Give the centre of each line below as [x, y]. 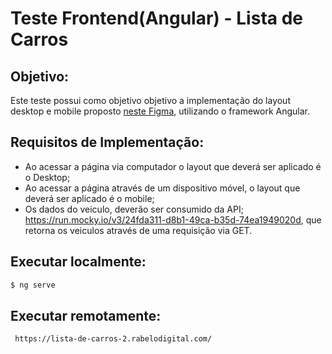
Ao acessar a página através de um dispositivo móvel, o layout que [162, 188]
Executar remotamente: [86, 315]
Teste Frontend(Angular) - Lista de [156, 18]
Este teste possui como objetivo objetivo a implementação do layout [150, 100]
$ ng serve [33, 285]
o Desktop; [47, 177]
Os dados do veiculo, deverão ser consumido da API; [134, 209]
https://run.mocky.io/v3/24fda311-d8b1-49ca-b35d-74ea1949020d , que [173, 219]
